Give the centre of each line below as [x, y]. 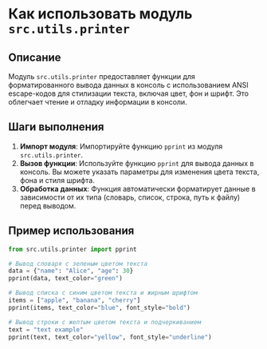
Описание [35, 57]
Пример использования [71, 231]
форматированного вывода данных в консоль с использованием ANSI [128, 85]
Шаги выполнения [56, 127]
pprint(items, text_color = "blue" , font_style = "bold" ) [100, 307]
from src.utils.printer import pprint [73, 249]
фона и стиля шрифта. [57, 180]
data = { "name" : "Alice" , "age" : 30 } [71, 271]
